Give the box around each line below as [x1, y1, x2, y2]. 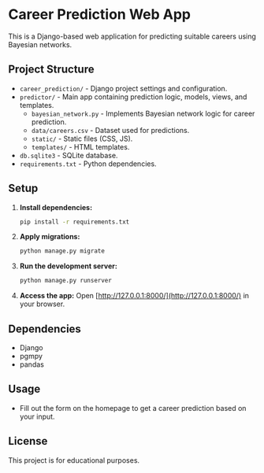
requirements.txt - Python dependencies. [19, 159, 157, 168]
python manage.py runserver [19, 277, 112, 285]
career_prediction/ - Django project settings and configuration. [19, 83, 228, 93]
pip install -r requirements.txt [19, 218, 130, 226]
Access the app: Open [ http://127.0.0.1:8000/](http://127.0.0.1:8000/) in [19, 291, 250, 301]
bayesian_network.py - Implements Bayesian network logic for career [31, 109, 255, 118]
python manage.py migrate [19, 247, 105, 255]
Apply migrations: [19, 232, 80, 242]
